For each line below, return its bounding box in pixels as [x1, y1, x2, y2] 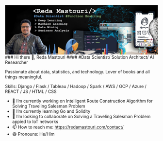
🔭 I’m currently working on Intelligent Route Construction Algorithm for [12, 98, 153, 104]
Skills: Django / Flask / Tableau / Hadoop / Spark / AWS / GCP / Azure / [5, 84, 147, 89]
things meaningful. [5, 74, 43, 80]
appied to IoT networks [12, 119, 59, 124]
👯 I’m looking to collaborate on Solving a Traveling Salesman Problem [12, 114, 151, 120]
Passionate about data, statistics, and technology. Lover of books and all [5, 69, 150, 75]
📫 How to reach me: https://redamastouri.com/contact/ [12, 124, 124, 130]
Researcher [5, 59, 28, 65]
